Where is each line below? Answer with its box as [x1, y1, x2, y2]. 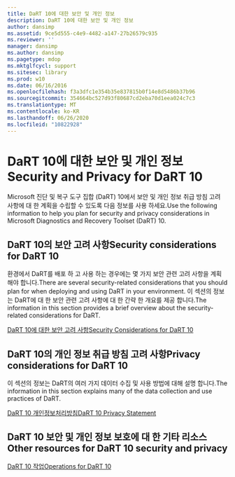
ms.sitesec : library [7, 69, 68, 76]
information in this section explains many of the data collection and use [7, 387, 213, 396]
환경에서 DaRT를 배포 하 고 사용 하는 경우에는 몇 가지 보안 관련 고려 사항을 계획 [7, 270, 222, 278]
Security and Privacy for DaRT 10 [7, 169, 203, 184]
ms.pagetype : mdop [7, 56, 61, 63]
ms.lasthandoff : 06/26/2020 [7, 114, 90, 121]
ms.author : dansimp [7, 50, 64, 57]
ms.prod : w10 [7, 75, 45, 83]
